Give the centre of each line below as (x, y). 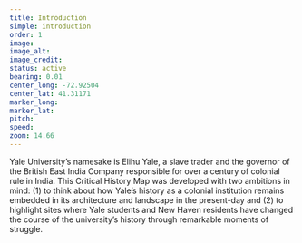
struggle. (26, 228)
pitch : (22, 119)
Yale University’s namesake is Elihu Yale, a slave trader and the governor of (150, 161)
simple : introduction (50, 26)
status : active (38, 69)
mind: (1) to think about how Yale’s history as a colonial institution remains (147, 190)
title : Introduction (49, 18)
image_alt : (30, 52)
